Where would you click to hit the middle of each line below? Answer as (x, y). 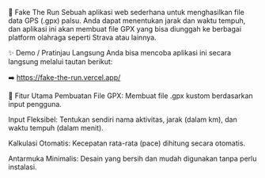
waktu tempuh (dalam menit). (56, 128)
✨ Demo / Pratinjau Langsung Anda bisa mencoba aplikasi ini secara (120, 53)
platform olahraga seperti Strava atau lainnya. (82, 37)
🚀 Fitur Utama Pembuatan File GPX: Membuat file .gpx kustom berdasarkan (131, 96)
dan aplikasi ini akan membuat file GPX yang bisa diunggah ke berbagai (125, 29)
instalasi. (23, 167)
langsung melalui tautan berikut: (61, 62)
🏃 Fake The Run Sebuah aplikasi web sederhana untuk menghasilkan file (127, 12)
